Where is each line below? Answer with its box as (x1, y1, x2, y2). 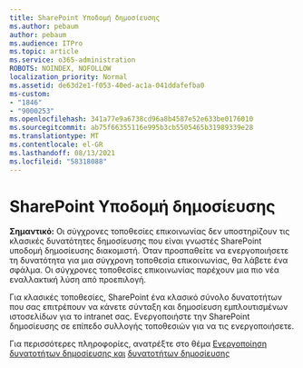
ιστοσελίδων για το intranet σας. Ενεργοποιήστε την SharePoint (9, 311, 250, 323)
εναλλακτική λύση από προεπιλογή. (9, 274, 147, 285)
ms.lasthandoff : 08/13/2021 (9, 148, 116, 157)
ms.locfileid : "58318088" (9, 156, 107, 166)
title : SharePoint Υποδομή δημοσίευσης (9, 13, 161, 23)
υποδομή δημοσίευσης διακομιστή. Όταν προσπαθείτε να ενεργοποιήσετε (9, 245, 288, 256)
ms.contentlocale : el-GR (9, 140, 103, 149)
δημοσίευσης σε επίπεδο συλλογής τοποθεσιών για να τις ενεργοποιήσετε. (9, 321, 295, 332)
